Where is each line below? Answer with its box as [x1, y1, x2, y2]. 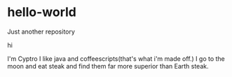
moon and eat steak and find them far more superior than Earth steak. [7, 62, 209, 70]
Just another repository [7, 27, 76, 36]
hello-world [7, 4, 77, 20]
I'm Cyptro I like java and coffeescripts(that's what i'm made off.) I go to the [7, 54, 226, 63]
